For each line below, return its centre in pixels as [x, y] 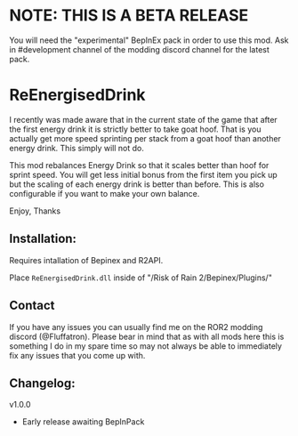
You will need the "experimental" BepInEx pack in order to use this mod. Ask [149, 40]
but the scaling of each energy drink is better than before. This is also [137, 184]
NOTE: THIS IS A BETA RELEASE [129, 16]
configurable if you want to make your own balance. [105, 193]
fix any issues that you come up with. [77, 355]
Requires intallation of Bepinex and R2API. [86, 260]
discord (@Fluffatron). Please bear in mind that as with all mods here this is [147, 336]
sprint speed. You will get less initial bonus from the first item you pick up [143, 174]
